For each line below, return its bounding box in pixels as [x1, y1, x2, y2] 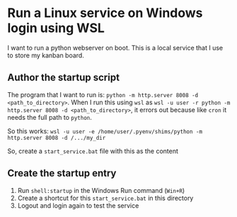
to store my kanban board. [7, 51, 85, 60]
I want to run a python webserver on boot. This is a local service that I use [7, 43, 224, 52]
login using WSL [7, 20, 105, 36]
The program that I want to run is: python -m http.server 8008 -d [7, 90, 199, 99]
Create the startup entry [7, 167, 117, 179]
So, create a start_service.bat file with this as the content [7, 147, 179, 155]
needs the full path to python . [7, 113, 92, 121]
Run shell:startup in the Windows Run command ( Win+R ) [17, 186, 185, 194]
